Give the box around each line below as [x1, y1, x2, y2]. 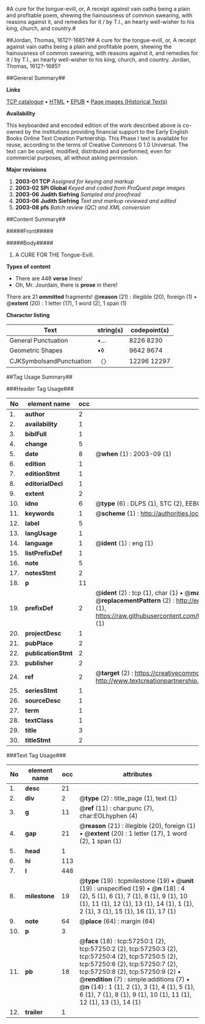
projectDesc [25, 629, 62, 637]
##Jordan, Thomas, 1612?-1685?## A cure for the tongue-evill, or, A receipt [6, 37, 196, 43]
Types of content [6, 263, 51, 270]
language [25, 539, 53, 547]
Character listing [6, 312, 50, 318]
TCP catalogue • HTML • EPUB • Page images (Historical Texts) [6, 98, 168, 105]
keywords [25, 510, 55, 517]
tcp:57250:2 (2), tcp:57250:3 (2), [79, 945, 178, 953]
